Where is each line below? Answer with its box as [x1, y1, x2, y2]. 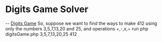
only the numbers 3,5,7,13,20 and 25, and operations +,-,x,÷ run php [5, 25, 149, 31]
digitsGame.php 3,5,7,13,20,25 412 [5, 31, 77, 37]
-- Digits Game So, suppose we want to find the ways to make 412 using [5, 20, 157, 26]
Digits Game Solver [5, 4, 88, 15]
